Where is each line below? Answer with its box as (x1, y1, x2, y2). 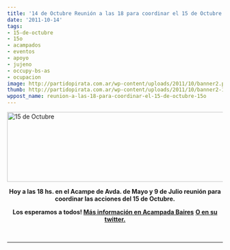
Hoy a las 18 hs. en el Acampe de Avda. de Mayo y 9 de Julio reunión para (9, 188, 221, 195)
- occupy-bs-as (7, 67, 51, 74)
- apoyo (7, 55, 29, 62)
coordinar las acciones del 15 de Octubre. (54, 195, 176, 203)
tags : (7, 23, 23, 29)
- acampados (7, 42, 41, 49)
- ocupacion (7, 73, 41, 81)
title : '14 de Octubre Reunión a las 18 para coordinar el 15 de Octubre (7, 10, 222, 17)
